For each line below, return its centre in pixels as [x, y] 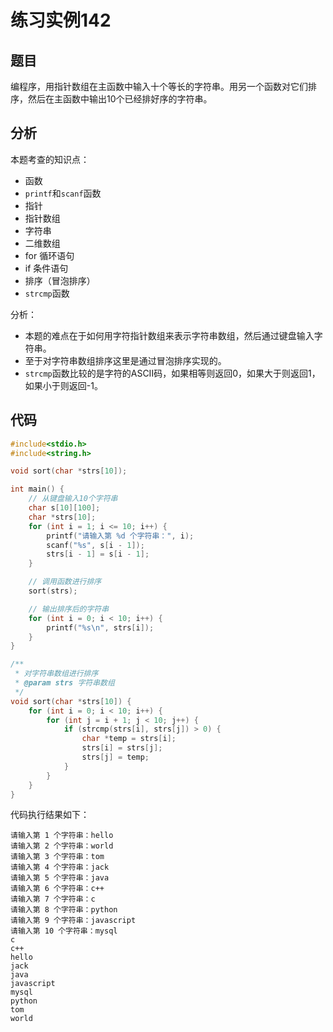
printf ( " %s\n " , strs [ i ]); [100, 627]
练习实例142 [61, 20]
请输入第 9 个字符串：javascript [73, 921]
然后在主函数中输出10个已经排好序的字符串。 [120, 99]
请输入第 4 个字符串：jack [60, 867]
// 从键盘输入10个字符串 [73, 499]
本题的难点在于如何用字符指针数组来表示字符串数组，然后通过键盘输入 [169, 335]
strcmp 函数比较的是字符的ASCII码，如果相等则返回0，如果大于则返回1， [172, 373]
